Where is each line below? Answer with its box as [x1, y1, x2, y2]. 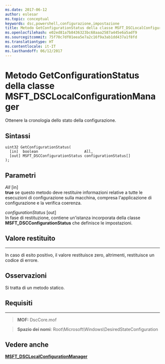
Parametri [5, 171, 36, 180]
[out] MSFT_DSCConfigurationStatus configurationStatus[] [9, 153, 131, 158]
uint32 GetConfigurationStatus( [5, 145, 71, 150]
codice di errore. [5, 257, 39, 263]
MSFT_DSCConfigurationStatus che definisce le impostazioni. [5, 220, 133, 226]
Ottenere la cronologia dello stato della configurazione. [5, 117, 116, 123]
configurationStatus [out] [5, 210, 56, 216]
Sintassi [5, 132, 30, 140]
